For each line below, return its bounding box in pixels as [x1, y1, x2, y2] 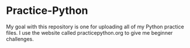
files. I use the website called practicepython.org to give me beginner [6, 29, 173, 36]
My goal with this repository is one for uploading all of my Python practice [6, 23, 184, 30]
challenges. [6, 35, 34, 42]
